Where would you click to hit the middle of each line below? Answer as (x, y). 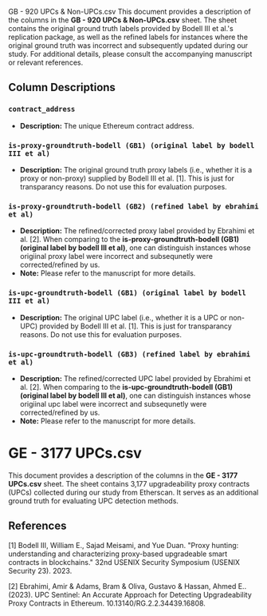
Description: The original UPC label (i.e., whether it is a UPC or (123, 317)
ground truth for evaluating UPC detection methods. (94, 501)
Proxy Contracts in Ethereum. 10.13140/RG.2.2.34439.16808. (107, 603)
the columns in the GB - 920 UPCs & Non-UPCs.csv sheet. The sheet (123, 20)
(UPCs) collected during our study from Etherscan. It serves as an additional (133, 492)
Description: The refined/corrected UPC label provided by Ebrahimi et (135, 378)
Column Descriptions (62, 87)
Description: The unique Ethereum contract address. (107, 125)
